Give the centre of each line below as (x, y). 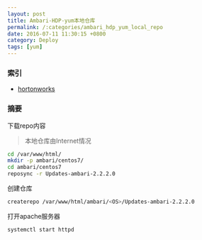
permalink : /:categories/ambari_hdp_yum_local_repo (85, 27)
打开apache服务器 (34, 216)
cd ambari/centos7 (34, 168)
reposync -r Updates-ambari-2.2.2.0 (61, 174)
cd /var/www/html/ (34, 154)
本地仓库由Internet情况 (58, 141)
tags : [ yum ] (25, 47)
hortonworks (36, 89)
